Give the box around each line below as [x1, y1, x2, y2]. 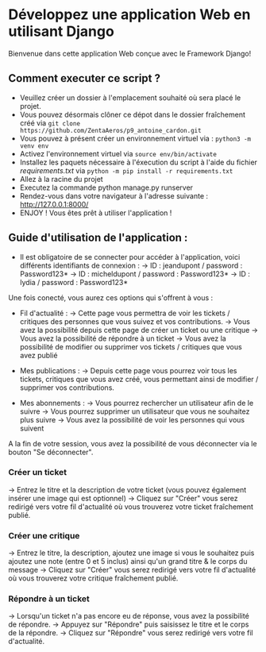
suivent [19, 423, 44, 433]
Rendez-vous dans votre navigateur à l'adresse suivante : [19, 191, 209, 200]
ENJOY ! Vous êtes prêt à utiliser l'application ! [19, 208, 172, 218]
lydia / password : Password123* [19, 277, 129, 287]
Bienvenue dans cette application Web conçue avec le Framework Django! [8, 48, 252, 58]
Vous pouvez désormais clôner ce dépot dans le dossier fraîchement [19, 110, 246, 119]
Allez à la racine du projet [19, 174, 103, 183]
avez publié [19, 350, 58, 360]
